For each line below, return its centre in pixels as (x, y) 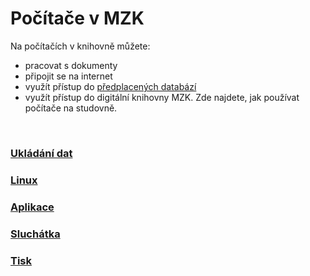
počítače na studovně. (71, 108)
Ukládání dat (41, 153)
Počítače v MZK (77, 18)
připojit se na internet (68, 76)
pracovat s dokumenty (71, 65)
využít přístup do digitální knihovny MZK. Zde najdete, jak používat (162, 97)
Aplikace (32, 207)
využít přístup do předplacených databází (110, 86)
